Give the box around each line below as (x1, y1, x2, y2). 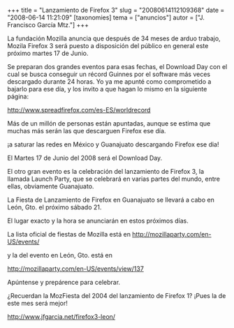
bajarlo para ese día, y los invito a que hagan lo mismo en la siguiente (7, 85, 207, 93)
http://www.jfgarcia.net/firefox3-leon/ (7, 313, 116, 320)
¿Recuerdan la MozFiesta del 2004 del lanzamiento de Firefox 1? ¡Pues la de (7, 292, 226, 299)
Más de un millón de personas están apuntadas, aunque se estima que (7, 119, 211, 128)
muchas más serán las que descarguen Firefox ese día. (7, 127, 166, 135)
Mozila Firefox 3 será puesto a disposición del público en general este (7, 42, 209, 50)
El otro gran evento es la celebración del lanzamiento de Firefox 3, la (7, 167, 205, 175)
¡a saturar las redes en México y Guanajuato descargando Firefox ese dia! (7, 140, 219, 149)
